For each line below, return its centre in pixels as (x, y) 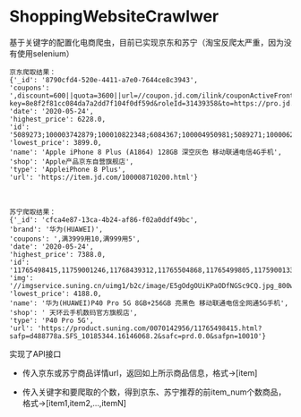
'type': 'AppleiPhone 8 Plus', (68, 169)
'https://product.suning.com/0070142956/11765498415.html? (150, 328)
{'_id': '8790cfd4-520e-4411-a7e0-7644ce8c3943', (104, 80)
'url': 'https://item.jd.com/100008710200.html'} (104, 177)
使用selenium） (45, 53)
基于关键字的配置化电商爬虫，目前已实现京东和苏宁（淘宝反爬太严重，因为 (146, 42)
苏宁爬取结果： (33, 212)
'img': (21, 278)
